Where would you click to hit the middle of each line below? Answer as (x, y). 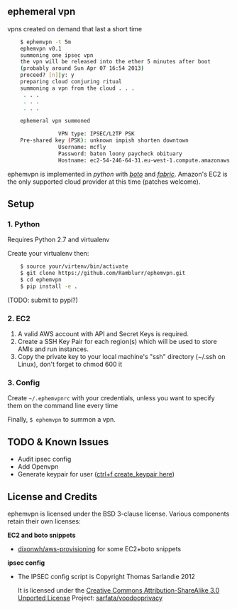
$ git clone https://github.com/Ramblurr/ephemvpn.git (103, 274)
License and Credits (53, 497)
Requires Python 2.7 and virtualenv (59, 240)
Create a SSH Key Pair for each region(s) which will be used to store (117, 342)
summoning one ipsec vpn (57, 55)
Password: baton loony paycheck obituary (120, 153)
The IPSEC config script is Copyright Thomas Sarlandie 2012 (106, 577)
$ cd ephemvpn (41, 280)
